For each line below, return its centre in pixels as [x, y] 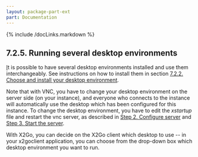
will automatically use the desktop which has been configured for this [91, 104]
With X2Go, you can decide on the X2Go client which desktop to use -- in [96, 135]
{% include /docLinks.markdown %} [51, 34]
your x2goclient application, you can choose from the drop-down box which [99, 141]
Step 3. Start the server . [35, 124]
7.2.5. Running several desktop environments [92, 53]
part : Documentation [32, 17]
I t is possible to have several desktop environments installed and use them [97, 67]
